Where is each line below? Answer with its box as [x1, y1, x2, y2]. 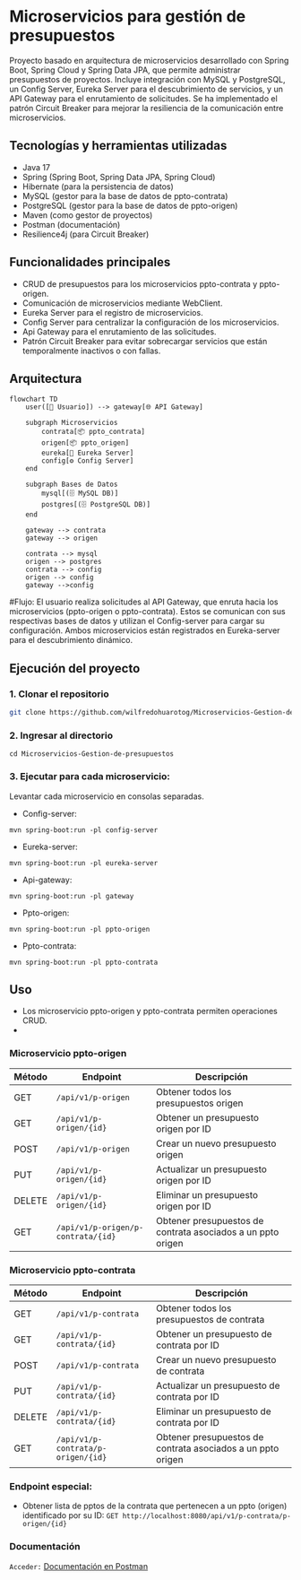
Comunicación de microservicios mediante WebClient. [21, 298, 223, 308]
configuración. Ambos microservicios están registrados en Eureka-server [9, 625, 280, 636]
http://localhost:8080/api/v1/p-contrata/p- [122, 1512, 291, 1521]
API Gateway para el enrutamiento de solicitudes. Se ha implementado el [9, 92, 278, 104]
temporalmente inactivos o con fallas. [21, 345, 161, 356]
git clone [9, 708, 47, 717]
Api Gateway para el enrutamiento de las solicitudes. [21, 326, 217, 337]
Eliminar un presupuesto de [156, 1405, 271, 1418]
